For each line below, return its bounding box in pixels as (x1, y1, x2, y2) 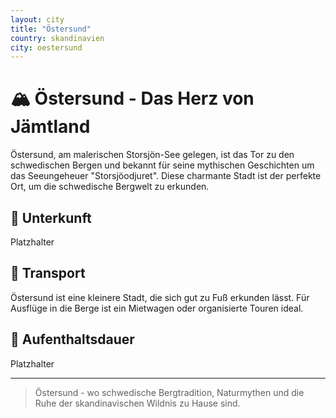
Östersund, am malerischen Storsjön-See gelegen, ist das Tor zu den (10, 149, 295, 161)
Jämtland (10, 116, 91, 138)
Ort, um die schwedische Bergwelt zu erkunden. (10, 181, 210, 193)
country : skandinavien (10, 33, 105, 43)
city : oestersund (10, 42, 83, 53)
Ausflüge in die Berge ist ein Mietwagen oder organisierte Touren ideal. (10, 302, 304, 314)
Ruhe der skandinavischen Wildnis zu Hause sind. (34, 397, 241, 409)
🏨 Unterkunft (10, 209, 92, 226)
